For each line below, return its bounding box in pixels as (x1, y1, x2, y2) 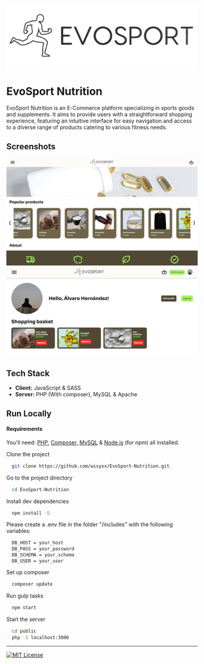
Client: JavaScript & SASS (15, 384, 81, 391)
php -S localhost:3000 (12, 635, 69, 641)
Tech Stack (6, 368, 50, 378)
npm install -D (12, 510, 50, 516)
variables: (6, 527, 31, 535)
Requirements (6, 425, 43, 433)
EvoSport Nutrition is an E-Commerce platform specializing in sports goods (6, 104, 194, 112)
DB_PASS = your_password (12, 546, 75, 552)
